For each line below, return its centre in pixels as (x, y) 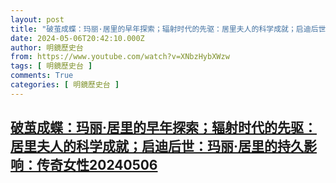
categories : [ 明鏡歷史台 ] (65, 85)
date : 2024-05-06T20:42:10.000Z (77, 38)
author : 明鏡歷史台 (47, 47)
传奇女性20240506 (97, 165)
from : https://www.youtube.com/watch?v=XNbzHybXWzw (120, 57)
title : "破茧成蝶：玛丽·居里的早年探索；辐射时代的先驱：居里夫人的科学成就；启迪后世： (172, 29)
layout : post (37, 19)
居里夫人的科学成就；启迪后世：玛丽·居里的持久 (157, 146)
